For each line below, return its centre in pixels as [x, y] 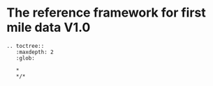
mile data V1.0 [49, 27]
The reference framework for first [106, 13]
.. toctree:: [25, 46]
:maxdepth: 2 [35, 52]
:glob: [25, 58]
